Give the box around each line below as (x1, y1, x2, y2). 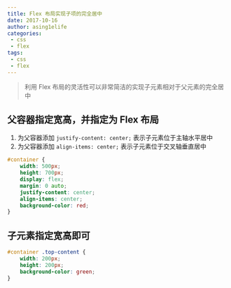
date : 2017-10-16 (7, 17, 58, 24)
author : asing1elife (7, 23, 68, 30)
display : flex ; (20, 176, 64, 183)
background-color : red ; (20, 202, 90, 209)
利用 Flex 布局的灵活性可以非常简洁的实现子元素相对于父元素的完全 (24, 82, 218, 91)
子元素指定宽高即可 (7, 229, 90, 242)
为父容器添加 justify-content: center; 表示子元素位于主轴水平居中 (17, 134, 213, 142)
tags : (7, 50, 23, 57)
